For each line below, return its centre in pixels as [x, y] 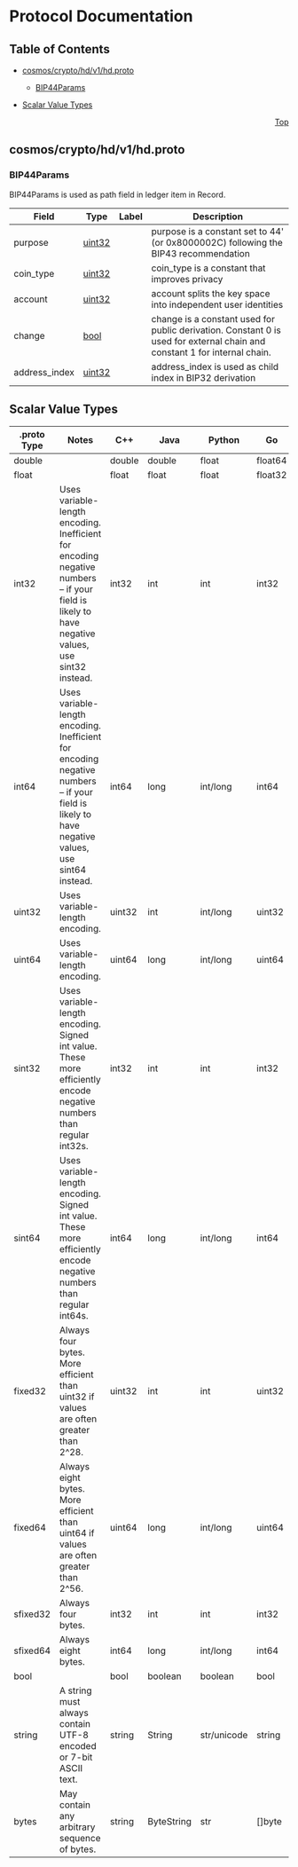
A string [75, 1690]
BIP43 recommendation [200, 253]
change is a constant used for [213, 319]
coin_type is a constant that [208, 268]
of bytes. [78, 1849]
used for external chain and [208, 341]
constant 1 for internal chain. [212, 352]
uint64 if [77, 1532]
